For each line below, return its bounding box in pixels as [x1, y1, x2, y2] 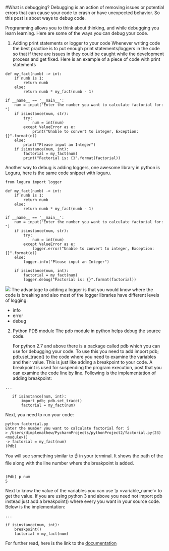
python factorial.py [5, 421, 49, 426]
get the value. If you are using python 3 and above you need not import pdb [5, 493, 162, 499]
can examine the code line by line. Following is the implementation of [12, 370, 156, 376]
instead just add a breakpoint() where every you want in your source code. [5, 498, 160, 504]
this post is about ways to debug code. [5, 15, 86, 21]
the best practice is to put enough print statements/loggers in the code [12, 46, 160, 51]
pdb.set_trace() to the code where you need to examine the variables [12, 354, 156, 360]
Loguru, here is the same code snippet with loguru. [5, 170, 111, 176]
